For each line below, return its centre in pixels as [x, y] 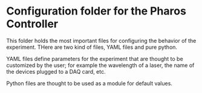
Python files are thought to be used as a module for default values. [89, 83]
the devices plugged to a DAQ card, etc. [56, 71]
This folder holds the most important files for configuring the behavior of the [101, 40]
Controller [32, 24]
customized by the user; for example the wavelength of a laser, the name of [100, 65]
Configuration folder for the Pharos [96, 11]
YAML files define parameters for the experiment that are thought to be [95, 59]
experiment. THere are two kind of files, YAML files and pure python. [92, 47]
